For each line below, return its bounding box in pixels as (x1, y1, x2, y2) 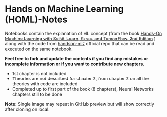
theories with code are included (12, 80, 78, 87)
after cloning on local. (5, 106, 50, 112)
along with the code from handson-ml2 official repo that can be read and (5, 40, 155, 46)
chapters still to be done (12, 91, 62, 97)
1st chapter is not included (12, 70, 67, 76)
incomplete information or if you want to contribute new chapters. (5, 61, 145, 67)
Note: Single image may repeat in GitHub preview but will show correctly (5, 101, 154, 107)
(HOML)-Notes (5, 14, 68, 25)
